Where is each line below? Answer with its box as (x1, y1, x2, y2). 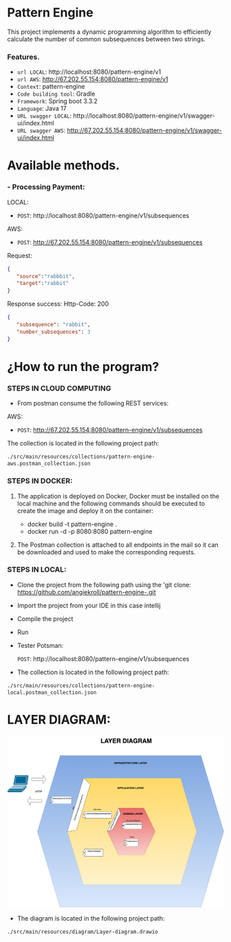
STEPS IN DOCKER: (7, 477, 74, 486)
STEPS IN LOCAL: (7, 565, 67, 574)
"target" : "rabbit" (16, 280, 69, 287)
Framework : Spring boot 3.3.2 (16, 97, 98, 105)
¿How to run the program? (7, 359, 159, 375)
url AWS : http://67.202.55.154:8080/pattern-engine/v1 (16, 75, 168, 83)
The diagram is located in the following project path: (16, 914, 165, 922)
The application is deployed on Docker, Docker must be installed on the (16, 492, 220, 500)
